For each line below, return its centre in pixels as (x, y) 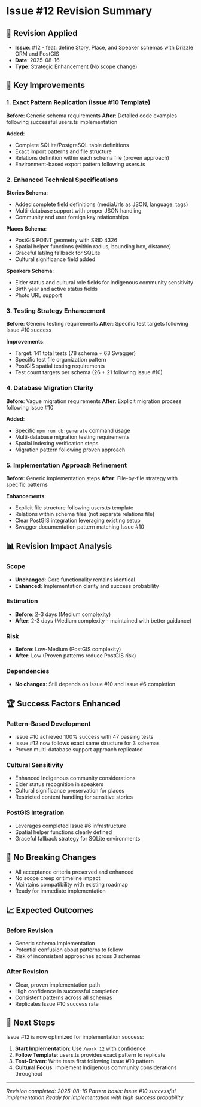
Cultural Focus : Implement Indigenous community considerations (96, 1067)
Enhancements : (26, 496)
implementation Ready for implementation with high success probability (95, 1097)
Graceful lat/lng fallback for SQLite (57, 253)
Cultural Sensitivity (35, 765)
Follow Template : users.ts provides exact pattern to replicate (90, 1055)
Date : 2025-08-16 (37, 60)
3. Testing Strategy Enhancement (56, 311)
